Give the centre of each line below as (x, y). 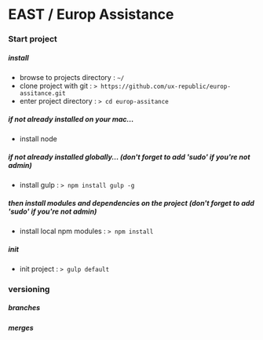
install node (38, 139)
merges (21, 327)
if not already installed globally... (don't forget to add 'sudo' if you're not (129, 157)
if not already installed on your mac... (71, 119)
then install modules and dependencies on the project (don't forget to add (131, 203)
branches (24, 308)
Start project (33, 39)
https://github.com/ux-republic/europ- (166, 87)
